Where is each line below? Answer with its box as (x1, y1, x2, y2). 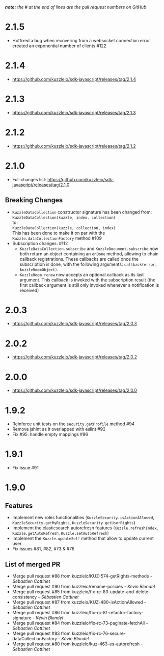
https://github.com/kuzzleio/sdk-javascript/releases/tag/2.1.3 (12, 109, 136, 115)
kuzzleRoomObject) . (19, 266, 59, 272)
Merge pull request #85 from (12, 589, 71, 595)
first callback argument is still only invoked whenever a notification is (19, 282, 159, 288)
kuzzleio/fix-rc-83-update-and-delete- (71, 589, 151, 595)
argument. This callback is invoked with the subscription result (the (19, 277, 156, 283)
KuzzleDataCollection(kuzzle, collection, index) (12, 225, 116, 230)
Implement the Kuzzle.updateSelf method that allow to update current (12, 535, 154, 542)
